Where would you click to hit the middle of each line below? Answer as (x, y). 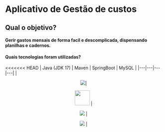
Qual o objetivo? (31, 28)
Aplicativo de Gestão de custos (71, 9)
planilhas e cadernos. (28, 45)
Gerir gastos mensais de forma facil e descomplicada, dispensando (76, 40)
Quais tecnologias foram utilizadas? (43, 57)
